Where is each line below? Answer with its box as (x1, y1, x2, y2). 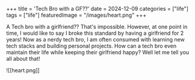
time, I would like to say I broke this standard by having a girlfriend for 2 (6, 29, 184, 37)
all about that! (6, 55, 40, 62)
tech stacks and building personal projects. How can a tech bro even (6, 42, 176, 49)
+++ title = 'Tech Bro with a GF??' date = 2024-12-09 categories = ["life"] (6, 5, 188, 12)
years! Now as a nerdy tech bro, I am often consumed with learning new (6, 36, 185, 43)
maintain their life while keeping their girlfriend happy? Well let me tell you (6, 49, 190, 56)
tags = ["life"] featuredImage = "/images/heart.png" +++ (6, 11, 147, 19)
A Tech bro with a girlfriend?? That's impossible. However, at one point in (6, 23, 188, 30)
